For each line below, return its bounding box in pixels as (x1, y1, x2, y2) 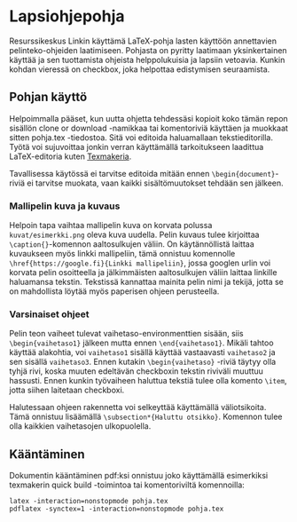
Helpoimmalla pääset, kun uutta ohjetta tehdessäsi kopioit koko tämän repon (9, 113, 288, 123)
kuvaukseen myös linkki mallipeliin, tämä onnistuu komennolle (9, 249, 236, 259)
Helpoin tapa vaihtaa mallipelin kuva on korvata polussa (9, 220, 213, 231)
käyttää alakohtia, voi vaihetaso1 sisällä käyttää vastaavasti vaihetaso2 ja (9, 347, 276, 358)
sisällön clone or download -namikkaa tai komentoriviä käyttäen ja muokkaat (9, 123, 288, 133)
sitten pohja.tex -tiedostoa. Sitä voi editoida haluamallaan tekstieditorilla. (9, 131, 273, 143)
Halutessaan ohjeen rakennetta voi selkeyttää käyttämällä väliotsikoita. (9, 402, 267, 413)
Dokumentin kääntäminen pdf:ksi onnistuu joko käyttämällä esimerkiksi (9, 471, 269, 481)
